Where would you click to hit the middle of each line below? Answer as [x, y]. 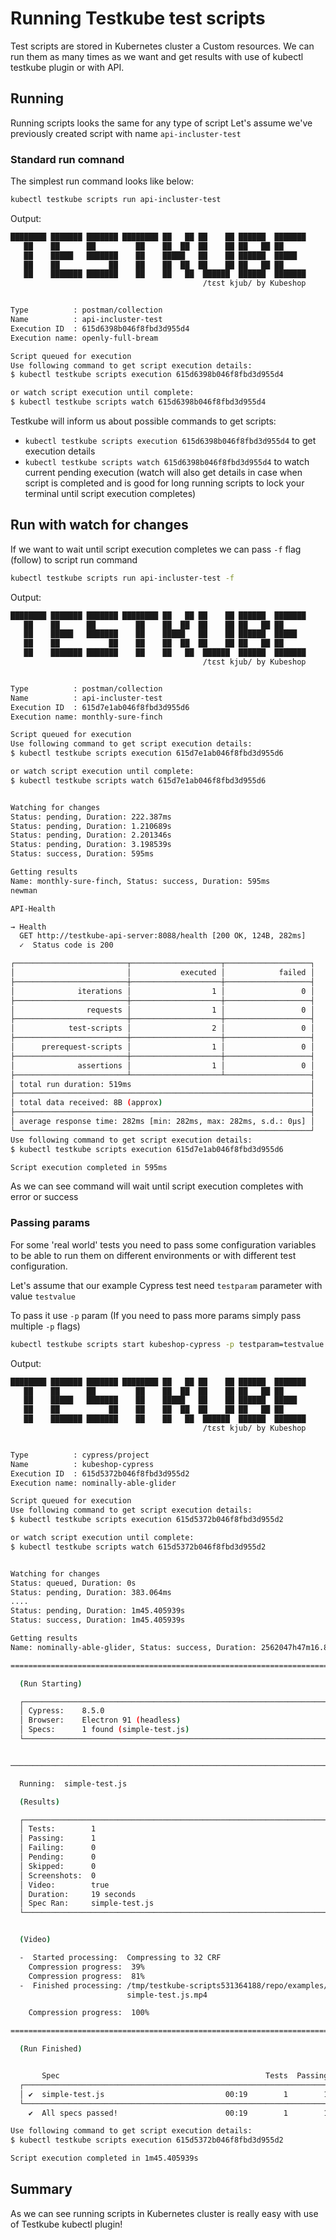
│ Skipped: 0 [58, 1866]
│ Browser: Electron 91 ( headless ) [100, 1720]
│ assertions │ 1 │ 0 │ [162, 1065]
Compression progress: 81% [86, 1976]
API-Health [33, 908]
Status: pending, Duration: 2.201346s [91, 835]
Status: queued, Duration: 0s [73, 1583]
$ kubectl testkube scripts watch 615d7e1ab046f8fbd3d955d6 [138, 780]
